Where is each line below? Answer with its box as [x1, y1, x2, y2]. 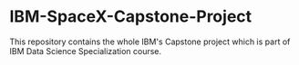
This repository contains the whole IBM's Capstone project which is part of [9, 36, 291, 47]
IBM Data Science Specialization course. [9, 45, 162, 56]
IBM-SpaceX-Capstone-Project [9, 6, 253, 27]
